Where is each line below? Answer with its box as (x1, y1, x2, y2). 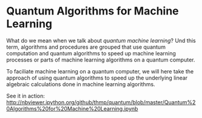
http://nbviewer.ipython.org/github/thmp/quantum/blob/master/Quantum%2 (6, 98, 196, 106)
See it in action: (6, 92, 45, 99)
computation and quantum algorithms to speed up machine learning (6, 49, 176, 57)
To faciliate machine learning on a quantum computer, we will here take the (6, 67, 194, 75)
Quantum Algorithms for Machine (6, 4, 179, 18)
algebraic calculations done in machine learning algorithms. (6, 80, 156, 88)
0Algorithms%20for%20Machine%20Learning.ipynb (6, 105, 138, 112)
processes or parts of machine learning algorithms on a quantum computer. (6, 56, 195, 63)
